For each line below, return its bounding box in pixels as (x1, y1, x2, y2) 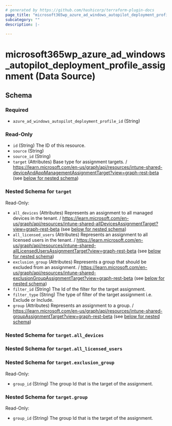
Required (5, 106, 29, 113)
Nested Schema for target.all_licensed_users (5, 345, 123, 352)
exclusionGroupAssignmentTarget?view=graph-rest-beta (12, 275, 133, 281)
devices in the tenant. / (12, 215, 61, 221)
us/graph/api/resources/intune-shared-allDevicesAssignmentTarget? (12, 220, 159, 226)
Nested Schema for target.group (5, 393, 88, 400)
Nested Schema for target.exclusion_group (5, 359, 115, 366)
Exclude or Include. (12, 297, 54, 303)
